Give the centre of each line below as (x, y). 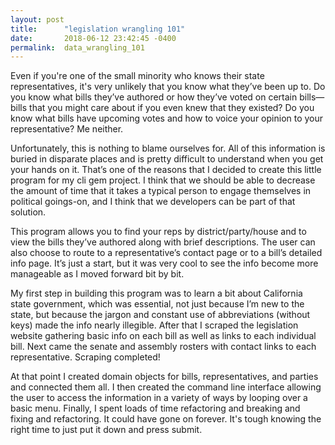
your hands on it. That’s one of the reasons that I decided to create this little (166, 170)
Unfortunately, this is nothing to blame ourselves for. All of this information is (168, 148)
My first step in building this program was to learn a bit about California (156, 293)
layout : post (37, 19)
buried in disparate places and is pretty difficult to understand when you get (167, 159)
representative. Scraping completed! (85, 357)
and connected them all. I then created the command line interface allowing (166, 387)
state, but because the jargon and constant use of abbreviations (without (160, 315)
